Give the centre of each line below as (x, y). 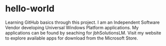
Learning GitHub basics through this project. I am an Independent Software (82, 22)
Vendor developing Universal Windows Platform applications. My (72, 27)
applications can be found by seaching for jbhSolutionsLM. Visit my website (83, 33)
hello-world (30, 9)
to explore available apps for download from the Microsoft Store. (72, 38)
